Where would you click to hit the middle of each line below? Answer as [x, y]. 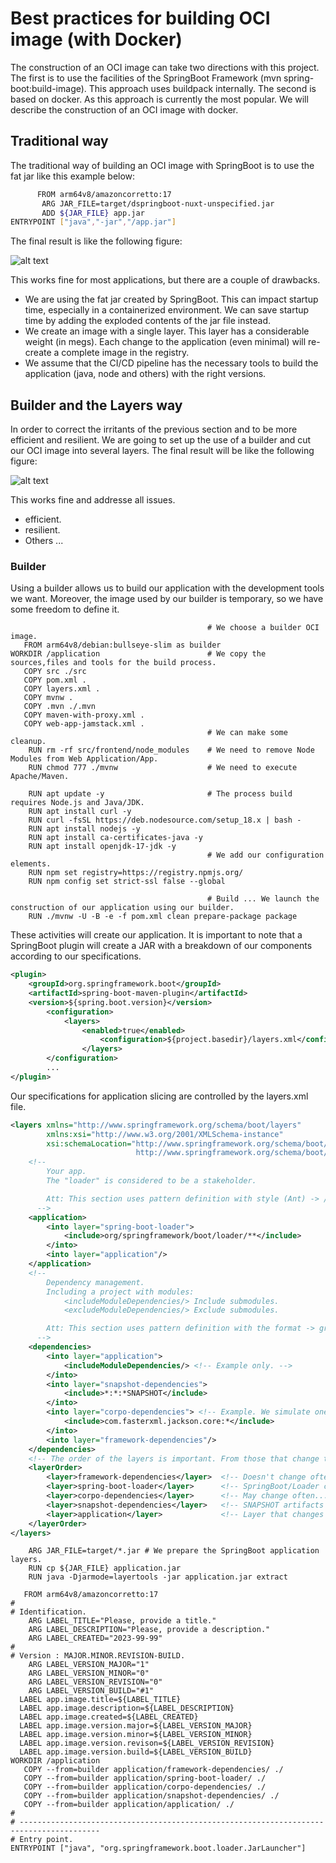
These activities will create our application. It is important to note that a [156, 935]
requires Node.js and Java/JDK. [77, 803]
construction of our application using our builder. [122, 908]
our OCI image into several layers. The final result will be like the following [162, 451]
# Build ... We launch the [263, 899]
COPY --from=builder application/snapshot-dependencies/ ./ [151, 1796]
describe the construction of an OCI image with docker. [124, 109]
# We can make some [247, 733]
